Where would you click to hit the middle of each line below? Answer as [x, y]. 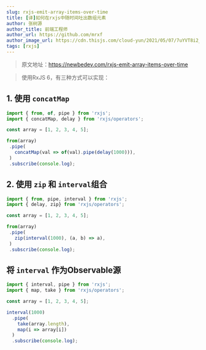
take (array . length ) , [44, 324]
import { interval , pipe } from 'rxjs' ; [59, 285]
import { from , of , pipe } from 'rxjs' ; [59, 113]
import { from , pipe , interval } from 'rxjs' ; [67, 199]
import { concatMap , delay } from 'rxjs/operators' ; [75, 119]
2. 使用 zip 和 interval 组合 [57, 185]
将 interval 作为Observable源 [64, 270]
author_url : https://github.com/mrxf [55, 35]
